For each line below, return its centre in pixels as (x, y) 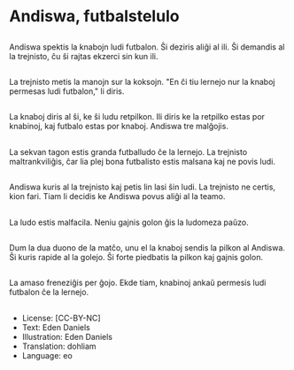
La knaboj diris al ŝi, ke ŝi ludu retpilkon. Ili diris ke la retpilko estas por (137, 117)
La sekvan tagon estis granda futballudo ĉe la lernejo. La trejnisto (128, 151)
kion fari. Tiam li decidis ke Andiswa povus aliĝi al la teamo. (117, 197)
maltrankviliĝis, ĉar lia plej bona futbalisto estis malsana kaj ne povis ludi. (143, 161)
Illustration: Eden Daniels (67, 336)
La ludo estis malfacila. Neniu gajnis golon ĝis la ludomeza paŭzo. (129, 222)
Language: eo (47, 355)
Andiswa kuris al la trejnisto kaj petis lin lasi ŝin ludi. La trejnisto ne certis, (143, 187)
